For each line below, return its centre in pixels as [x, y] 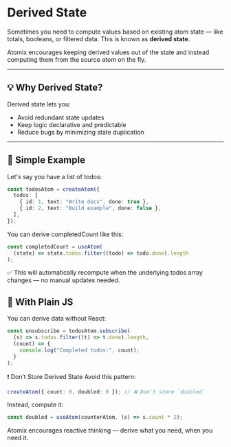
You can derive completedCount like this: [65, 234]
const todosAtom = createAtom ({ [53, 189]
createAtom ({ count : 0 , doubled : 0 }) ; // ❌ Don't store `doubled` [106, 392]
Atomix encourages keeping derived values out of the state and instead [108, 52]
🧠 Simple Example [46, 160]
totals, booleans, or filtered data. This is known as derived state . [99, 38]
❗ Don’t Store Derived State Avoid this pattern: [71, 376]
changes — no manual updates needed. [64, 280]
